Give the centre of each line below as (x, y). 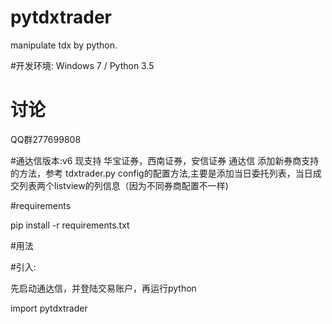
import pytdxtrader (49, 308)
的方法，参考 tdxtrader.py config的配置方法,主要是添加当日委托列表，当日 (161, 173)
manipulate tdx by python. (64, 45)
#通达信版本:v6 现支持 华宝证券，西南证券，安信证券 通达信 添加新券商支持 (165, 160)
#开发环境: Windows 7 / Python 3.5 (82, 65)
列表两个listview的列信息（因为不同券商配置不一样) (123, 185)
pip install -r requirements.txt (70, 225)
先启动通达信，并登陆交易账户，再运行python (103, 288)
